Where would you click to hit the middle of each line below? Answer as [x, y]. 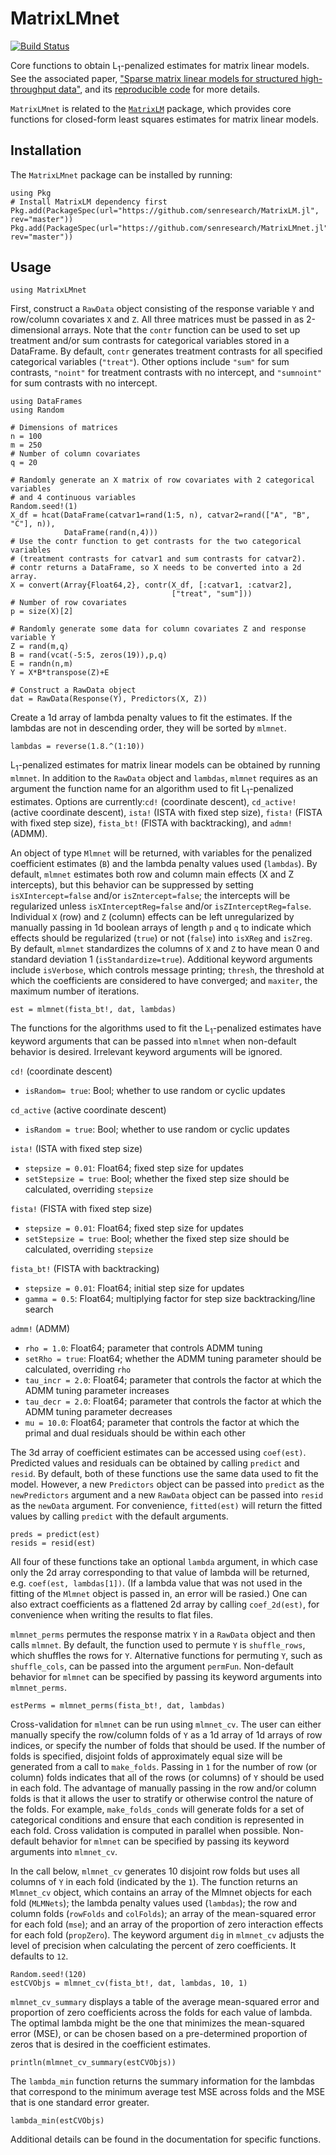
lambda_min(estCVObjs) [57, 2120]
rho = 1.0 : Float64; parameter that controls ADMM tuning [143, 1348]
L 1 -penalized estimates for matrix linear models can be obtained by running [165, 766]
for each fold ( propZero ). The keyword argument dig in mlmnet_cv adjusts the [167, 1934]
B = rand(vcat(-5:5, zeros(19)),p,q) [89, 655]
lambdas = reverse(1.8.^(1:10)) [77, 747]
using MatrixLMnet [48, 290]
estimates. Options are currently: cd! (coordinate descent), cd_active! [153, 801]
